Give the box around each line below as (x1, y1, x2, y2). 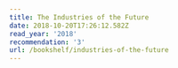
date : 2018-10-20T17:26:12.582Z (9, 21, 129, 30)
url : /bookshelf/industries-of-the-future (9, 46, 169, 55)
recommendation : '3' (9, 37, 86, 47)
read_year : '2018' (9, 29, 77, 38)
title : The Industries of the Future (9, 12, 150, 22)
